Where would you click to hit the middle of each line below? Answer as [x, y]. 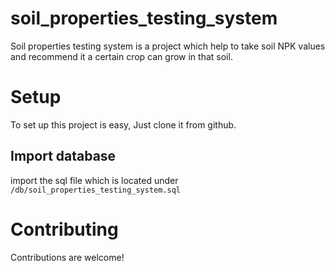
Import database [63, 156]
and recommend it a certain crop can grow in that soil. [121, 56]
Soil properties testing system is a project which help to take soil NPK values [168, 46]
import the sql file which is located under [94, 180]
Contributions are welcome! [67, 257]
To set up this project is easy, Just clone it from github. [123, 124]
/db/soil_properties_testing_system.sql [96, 190]
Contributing [64, 229]
